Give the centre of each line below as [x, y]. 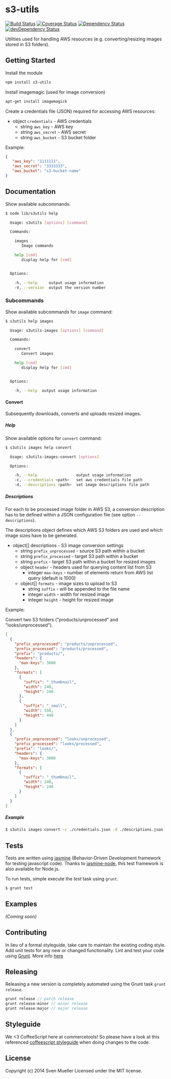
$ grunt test [19, 888]
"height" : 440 [39, 715]
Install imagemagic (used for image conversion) [55, 92]
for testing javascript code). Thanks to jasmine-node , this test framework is [84, 864]
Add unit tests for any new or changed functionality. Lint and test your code [85, 950]
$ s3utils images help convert [39, 447]
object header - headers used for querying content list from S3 [86, 567]
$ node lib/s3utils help [32, 213]
